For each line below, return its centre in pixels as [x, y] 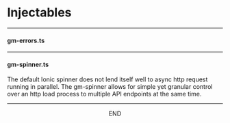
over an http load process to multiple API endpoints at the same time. [104, 94]
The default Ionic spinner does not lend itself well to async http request [107, 79]
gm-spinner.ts [28, 64]
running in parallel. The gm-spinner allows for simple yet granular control [110, 87]
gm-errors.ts [26, 40]
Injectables [39, 13]
